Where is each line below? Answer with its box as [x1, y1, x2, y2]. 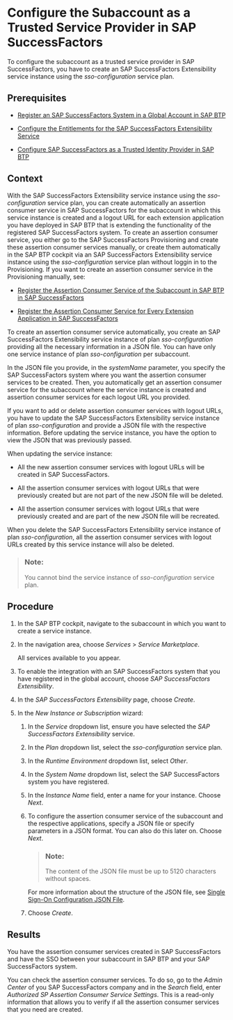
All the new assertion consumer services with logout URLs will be [17, 462, 205, 471]
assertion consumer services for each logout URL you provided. [7, 393, 191, 401]
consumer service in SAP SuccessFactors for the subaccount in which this [7, 206, 221, 214]
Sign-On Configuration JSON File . [27, 895, 125, 903]
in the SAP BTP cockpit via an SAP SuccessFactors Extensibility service [7, 250, 212, 259]
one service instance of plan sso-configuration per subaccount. [7, 350, 191, 358]
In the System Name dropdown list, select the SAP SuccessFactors [27, 770, 220, 778]
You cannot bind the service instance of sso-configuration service [24, 573, 215, 581]
